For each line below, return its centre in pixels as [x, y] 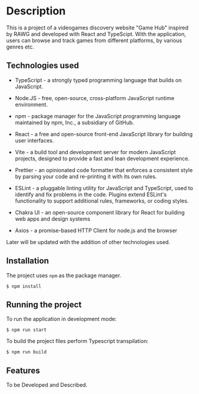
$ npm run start [26, 330]
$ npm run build [26, 352]
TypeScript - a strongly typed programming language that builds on [98, 80]
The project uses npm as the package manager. [64, 275]
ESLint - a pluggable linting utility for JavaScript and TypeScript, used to [104, 188]
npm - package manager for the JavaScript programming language [98, 116]
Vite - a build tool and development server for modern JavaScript [95, 152]
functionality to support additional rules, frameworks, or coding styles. [102, 201]
